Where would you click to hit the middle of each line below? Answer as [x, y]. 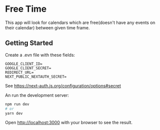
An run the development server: [37, 95]
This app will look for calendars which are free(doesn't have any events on [80, 22]
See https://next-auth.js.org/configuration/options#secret [63, 86]
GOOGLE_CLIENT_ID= [24, 64]
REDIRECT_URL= [20, 72]
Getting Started [29, 43]
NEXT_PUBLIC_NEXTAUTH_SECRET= [36, 77]
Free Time [26, 9]
